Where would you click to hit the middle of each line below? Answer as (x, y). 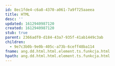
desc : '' (14, 19)
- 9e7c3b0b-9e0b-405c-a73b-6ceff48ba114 (52, 47)
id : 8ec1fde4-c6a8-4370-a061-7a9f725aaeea (50, 10)
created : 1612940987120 (30, 28)
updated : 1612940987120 (30, 24)
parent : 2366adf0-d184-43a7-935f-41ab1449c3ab (54, 38)
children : (15, 42)
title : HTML (17, 14)
